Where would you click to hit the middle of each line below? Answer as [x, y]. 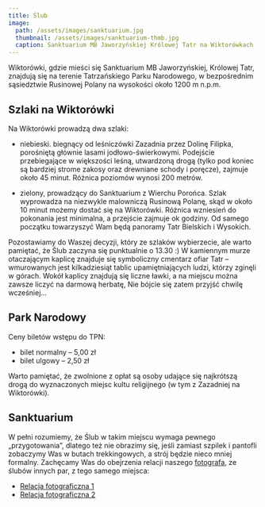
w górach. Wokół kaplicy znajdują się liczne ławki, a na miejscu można [123, 275]
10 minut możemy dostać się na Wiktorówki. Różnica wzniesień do [128, 209]
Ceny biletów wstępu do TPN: [57, 336]
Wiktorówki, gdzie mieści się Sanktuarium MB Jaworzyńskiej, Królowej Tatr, [132, 67]
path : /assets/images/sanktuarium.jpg [80, 30]
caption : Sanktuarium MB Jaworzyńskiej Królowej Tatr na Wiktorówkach [134, 45]
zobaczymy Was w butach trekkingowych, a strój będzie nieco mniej [120, 454]
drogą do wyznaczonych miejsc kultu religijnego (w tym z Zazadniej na [124, 384]
